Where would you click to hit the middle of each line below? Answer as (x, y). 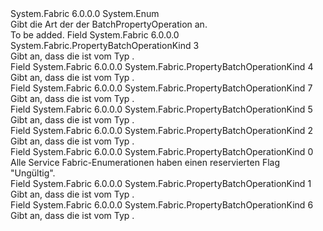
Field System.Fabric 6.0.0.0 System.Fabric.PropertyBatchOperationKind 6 (162, 205)
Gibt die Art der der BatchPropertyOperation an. (109, 24)
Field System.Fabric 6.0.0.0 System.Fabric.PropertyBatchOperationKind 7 (161, 88)
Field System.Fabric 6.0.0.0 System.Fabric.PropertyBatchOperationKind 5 (161, 109)
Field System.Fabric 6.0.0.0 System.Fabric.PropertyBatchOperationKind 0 (162, 151)
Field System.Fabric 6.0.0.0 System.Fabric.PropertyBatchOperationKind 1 (161, 183)
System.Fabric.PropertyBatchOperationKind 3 (105, 45)
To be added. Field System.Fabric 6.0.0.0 (95, 35)
